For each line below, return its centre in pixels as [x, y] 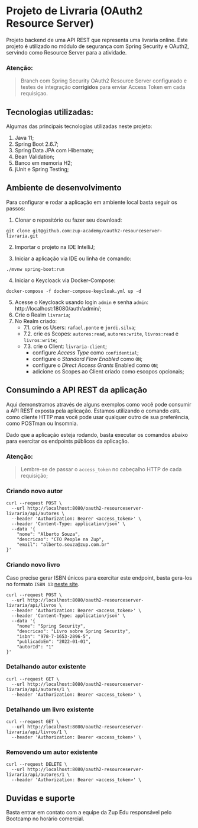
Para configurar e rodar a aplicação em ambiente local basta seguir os [92, 202]
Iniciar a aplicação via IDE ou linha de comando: [73, 258]
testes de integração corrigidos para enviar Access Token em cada [103, 87]
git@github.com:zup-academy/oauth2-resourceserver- [97, 231]
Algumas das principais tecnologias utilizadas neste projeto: [79, 126]
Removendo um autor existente [52, 752]
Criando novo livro [33, 565]
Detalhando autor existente [46, 667]
